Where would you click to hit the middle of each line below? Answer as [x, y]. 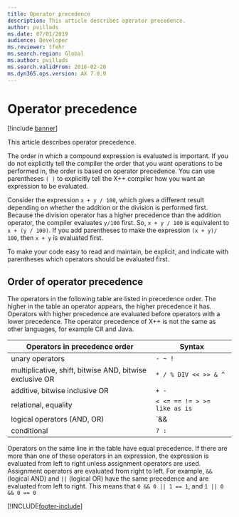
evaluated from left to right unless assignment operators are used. [104, 464]
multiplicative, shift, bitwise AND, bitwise [79, 370]
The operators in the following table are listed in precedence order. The [112, 299]
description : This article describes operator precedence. [97, 21]
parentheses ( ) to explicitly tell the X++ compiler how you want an [106, 179]
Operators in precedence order [80, 347]
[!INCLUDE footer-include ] [45, 506]
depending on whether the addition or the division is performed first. [108, 208]
